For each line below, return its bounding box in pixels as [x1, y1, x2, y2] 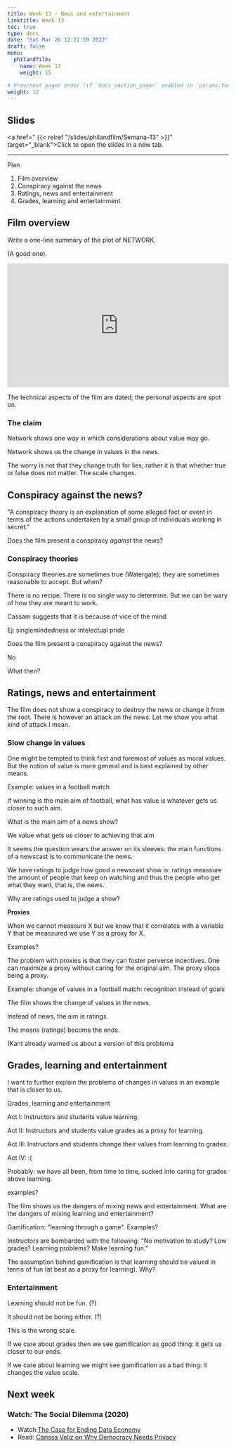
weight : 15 [20, 69, 52, 76]
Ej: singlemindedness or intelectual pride [7, 626, 125, 634]
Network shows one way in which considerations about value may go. [7, 434, 210, 443]
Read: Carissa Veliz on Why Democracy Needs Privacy [17, 1433, 176, 1442]
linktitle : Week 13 [7, 17, 65, 24]
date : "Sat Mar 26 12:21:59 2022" [7, 37, 109, 44]
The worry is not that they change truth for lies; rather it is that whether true [7, 461, 227, 470]
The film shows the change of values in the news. [7, 998, 151, 1007]
